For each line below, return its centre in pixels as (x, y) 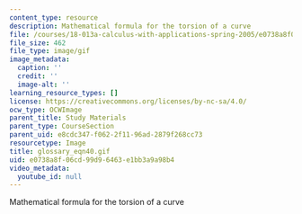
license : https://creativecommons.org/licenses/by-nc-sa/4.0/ (128, 101)
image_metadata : (40, 59)
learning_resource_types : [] (64, 93)
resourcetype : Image (48, 143)
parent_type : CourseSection (62, 127)
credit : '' (38, 76)
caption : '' (40, 68)
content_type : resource (54, 18)
